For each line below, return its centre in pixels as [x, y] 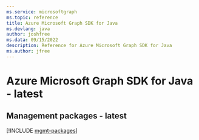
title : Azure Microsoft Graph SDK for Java [62, 23]
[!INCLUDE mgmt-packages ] [42, 130]
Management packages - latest [67, 116]
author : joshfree [28, 34]
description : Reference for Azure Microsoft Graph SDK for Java [89, 46]
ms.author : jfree [28, 51]
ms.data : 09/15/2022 [32, 40]
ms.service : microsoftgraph [42, 12]
